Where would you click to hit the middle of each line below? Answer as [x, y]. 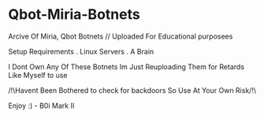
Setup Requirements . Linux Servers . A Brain [81, 51]
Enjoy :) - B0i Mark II [41, 105]
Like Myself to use [38, 75]
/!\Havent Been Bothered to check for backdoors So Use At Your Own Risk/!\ [132, 90]
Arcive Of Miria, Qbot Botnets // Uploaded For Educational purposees [121, 36]
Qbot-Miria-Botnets [74, 15]
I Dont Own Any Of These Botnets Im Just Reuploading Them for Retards [126, 66]
